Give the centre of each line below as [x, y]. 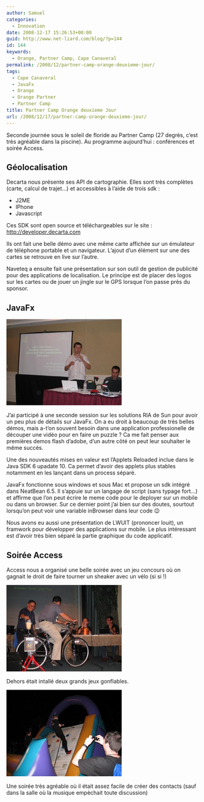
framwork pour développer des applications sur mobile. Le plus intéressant [101, 529]
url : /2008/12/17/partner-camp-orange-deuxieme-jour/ [77, 117]
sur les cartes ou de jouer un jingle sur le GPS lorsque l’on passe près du [98, 282]
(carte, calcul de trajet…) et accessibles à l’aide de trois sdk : [83, 189]
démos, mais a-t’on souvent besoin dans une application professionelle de [100, 428]
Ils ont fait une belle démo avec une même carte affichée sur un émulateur [100, 244]
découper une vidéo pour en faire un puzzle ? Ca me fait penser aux [93, 435]
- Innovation [29, 26]
